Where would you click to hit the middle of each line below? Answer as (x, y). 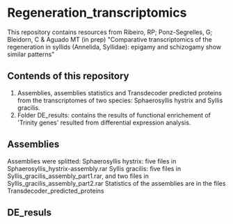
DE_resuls (30, 213)
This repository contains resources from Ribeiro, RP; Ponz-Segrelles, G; (110, 32)
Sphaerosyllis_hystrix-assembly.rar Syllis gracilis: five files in (94, 168)
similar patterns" (31, 54)
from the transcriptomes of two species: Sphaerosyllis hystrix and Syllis (120, 100)
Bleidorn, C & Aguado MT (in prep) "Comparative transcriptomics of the (110, 39)
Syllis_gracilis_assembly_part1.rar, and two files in (78, 176)
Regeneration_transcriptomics (97, 13)
